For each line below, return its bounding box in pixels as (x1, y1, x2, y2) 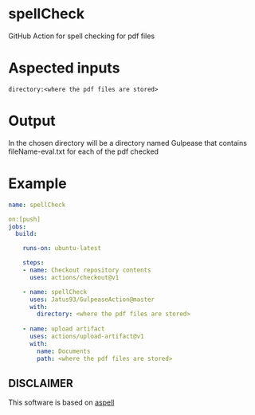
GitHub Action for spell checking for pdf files (8, 31, 155, 41)
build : (15, 230, 37, 238)
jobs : (8, 222, 26, 231)
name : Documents (37, 347, 91, 355)
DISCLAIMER (8, 376, 73, 390)
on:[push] (8, 215, 41, 223)
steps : (22, 259, 45, 267)
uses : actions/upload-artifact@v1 (29, 332, 145, 340)
